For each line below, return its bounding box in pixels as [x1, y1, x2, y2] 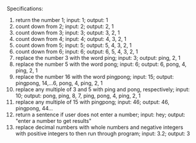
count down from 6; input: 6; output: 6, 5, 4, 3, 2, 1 [15, 48, 138, 55]
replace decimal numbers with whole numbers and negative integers [15, 124, 184, 131]
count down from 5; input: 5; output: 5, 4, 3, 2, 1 [15, 42, 132, 49]
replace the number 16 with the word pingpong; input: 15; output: [15, 74, 174, 80]
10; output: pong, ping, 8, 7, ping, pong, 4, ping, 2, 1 [15, 92, 141, 99]
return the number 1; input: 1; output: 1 [15, 17, 109, 23]
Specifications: [7, 5, 43, 12]
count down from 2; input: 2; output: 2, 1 [15, 23, 114, 30]
